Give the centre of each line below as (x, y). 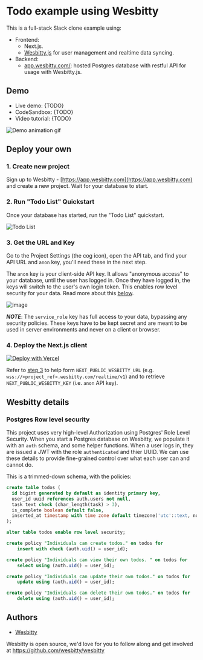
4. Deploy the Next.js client (47, 345)
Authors (22, 617)
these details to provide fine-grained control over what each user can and (98, 458)
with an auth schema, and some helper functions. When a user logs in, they (100, 445)
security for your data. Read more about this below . (70, 293)
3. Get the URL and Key (40, 242)
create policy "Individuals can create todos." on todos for (85, 544)
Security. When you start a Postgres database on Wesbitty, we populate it (98, 439)
